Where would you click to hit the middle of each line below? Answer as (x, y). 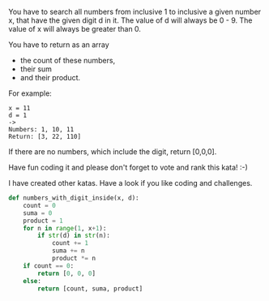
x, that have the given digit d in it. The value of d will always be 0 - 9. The (130, 20)
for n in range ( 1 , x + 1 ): (65, 228)
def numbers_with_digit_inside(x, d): (74, 198)
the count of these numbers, (68, 60)
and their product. (50, 77)
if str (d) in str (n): (74, 236)
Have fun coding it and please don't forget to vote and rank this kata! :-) (128, 167)
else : (32, 281)
